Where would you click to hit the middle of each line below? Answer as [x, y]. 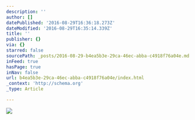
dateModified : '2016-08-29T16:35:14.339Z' [59, 28]
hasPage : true [24, 67]
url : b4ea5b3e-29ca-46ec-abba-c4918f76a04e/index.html [75, 78]
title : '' [18, 34]
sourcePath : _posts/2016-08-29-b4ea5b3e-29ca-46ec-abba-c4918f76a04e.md [98, 56]
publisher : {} [24, 39]
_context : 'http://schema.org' [45, 84]
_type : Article [25, 89]
